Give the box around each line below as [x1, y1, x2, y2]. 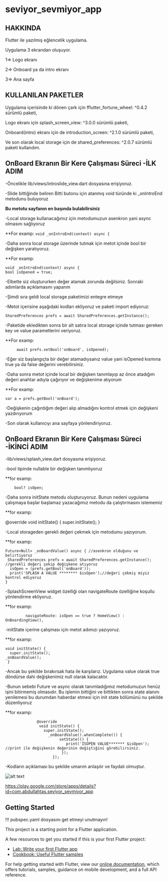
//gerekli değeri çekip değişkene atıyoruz [5, 562, 98, 567]
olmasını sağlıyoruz [5, 221, 45, 227]
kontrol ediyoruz [5, 575, 42, 580]
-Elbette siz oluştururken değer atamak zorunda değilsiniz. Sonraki [5, 278, 143, 284]
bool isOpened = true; [5, 270, 53, 275]
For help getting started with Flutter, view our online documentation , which [5, 861, 160, 867]
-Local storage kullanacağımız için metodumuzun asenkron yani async [5, 215, 151, 221]
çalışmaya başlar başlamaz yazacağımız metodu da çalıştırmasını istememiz [5, 500, 162, 506]
